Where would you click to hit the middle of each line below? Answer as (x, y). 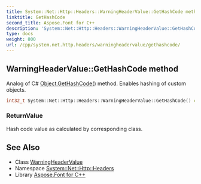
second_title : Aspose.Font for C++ (51, 23)
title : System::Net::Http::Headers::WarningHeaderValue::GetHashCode (95, 12)
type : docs (20, 34)
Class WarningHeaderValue (49, 162)
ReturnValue (25, 116)
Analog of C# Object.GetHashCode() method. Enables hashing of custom (96, 83)
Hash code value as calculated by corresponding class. (74, 129)
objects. (16, 89)
